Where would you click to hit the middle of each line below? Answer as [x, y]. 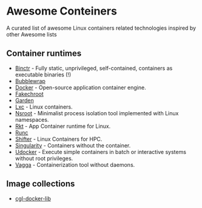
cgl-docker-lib [33, 198]
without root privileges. [44, 158]
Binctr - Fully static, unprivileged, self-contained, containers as [94, 68]
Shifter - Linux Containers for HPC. [59, 139]
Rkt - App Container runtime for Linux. [63, 126]
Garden [25, 100]
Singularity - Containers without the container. [73, 145]
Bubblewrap [30, 81]
